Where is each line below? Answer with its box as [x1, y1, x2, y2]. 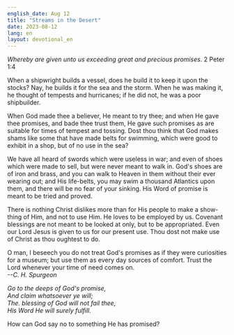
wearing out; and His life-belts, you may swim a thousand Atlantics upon [7, 177, 215, 185]
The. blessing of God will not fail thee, [7, 299, 116, 307]
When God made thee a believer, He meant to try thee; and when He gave [7, 112, 219, 120]
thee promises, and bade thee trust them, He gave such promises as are [7, 119, 214, 127]
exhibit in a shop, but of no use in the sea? [7, 141, 129, 150]
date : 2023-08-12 [7, 23, 58, 30]
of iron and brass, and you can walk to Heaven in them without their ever [7, 170, 216, 178]
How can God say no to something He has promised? [7, 320, 160, 328]
